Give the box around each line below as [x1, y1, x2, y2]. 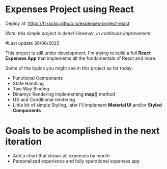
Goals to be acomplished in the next [5, 125, 160, 137]
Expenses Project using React [5, 4, 134, 15]
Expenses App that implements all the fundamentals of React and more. [5, 55, 157, 61]
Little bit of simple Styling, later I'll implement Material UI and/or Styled [12, 102, 162, 108]
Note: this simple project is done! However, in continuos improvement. [5, 30, 152, 36]
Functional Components [12, 75, 63, 81]
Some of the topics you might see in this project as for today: [5, 65, 133, 71]
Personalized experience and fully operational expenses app [12, 158, 140, 164]
